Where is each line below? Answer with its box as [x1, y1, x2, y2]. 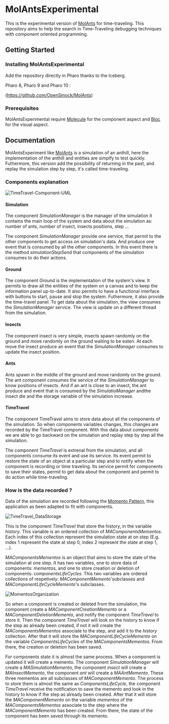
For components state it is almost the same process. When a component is [5, 654, 160, 660]
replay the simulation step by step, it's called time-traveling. [5, 165, 130, 172]
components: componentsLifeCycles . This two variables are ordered [5, 571, 148, 577]
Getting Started [5, 46, 55, 54]
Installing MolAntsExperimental [5, 61, 84, 68]
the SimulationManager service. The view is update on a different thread [5, 305, 156, 311]
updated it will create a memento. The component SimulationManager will [5, 659, 159, 665]
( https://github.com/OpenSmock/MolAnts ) [5, 92, 93, 98]
